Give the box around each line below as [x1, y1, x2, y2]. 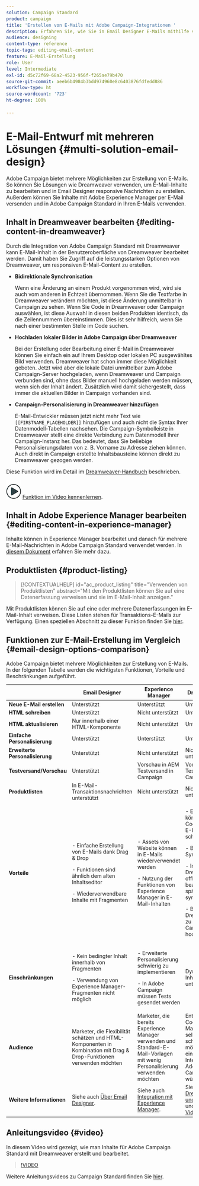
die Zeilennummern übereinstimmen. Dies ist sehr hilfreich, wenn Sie [14, 315, 182, 323]
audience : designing [6, 34, 57, 41]
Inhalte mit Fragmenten [72, 897, 129, 904]
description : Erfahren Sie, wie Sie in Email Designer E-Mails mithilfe [6, 29, 190, 34]
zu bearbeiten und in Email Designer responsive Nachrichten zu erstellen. [6, 187, 185, 194]
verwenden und [137, 1037, 176, 1045]
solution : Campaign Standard [6, 10, 78, 15]
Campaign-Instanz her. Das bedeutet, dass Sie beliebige [14, 437, 153, 445]
